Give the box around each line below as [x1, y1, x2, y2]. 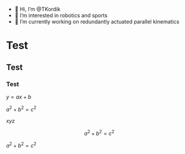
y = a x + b [6, 93, 31, 100]
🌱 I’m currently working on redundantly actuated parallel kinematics [14, 18, 180, 25]
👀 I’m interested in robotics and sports [14, 12, 108, 19]
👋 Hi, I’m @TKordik [14, 6, 61, 12]
